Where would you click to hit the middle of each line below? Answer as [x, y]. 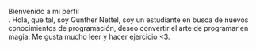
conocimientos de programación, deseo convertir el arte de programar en [128, 28]
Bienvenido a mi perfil [44, 11]
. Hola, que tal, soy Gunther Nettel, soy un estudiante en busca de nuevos [128, 20]
